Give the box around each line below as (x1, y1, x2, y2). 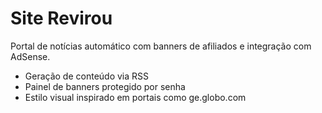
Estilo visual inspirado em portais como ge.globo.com (24, 91, 247, 103)
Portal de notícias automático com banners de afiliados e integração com (10, 40, 312, 52)
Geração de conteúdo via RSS (24, 70, 150, 82)
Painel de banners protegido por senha (24, 80, 186, 92)
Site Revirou (10, 7, 113, 30)
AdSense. (10, 50, 51, 62)
